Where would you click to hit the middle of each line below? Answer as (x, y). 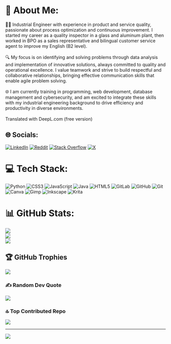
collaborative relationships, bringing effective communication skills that (80, 75)
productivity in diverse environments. (44, 108)
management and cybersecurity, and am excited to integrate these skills (81, 97)
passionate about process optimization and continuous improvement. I (79, 30)
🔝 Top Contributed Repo (36, 311)
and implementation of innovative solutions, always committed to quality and (85, 64)
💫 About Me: (32, 10)
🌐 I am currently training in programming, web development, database (79, 92)
